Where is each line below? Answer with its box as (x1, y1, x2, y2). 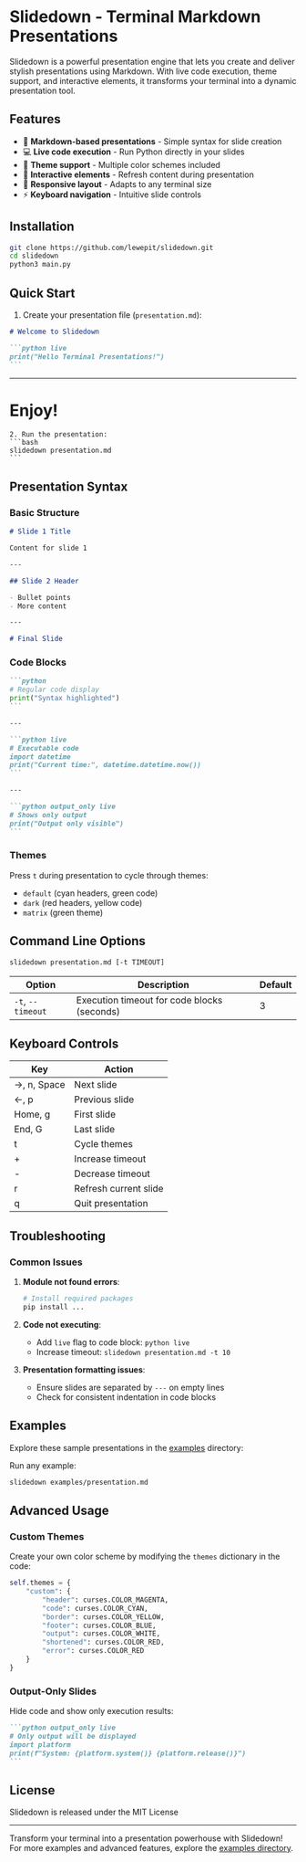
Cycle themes (74, 1138, 134, 1151)
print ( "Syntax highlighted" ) (9, 694, 120, 703)
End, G (14, 1123, 43, 1136)
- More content (9, 601, 67, 611)
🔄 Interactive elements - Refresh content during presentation (22, 169, 255, 180)
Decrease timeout (74, 1167, 150, 1180)
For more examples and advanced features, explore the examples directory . (9, 1843, 294, 1854)
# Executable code (9, 743, 79, 752)
